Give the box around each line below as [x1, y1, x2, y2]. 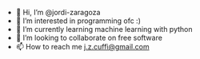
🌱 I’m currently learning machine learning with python [15, 25, 194, 33]
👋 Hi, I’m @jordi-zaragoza [15, 8, 101, 17]
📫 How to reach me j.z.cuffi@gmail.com [15, 42, 150, 51]
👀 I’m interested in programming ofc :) [15, 16, 142, 26]
